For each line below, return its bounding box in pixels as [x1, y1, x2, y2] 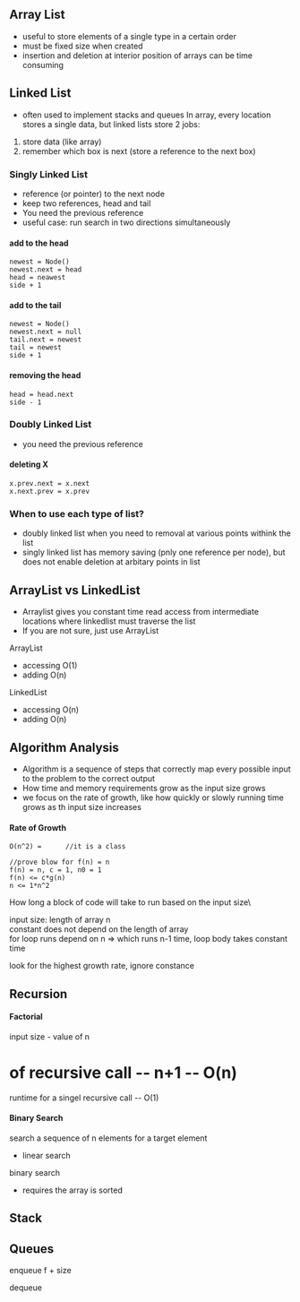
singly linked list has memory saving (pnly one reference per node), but [21, 547, 286, 558]
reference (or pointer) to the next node [21, 188, 166, 199]
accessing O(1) [21, 660, 78, 671]
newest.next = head [9, 265, 82, 274]
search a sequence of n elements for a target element [9, 1133, 208, 1143]
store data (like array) [21, 136, 102, 147]
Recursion [9, 986, 68, 1002]
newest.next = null [9, 327, 82, 337]
